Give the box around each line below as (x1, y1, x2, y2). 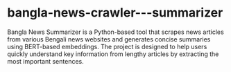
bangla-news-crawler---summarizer (7, 5, 223, 21)
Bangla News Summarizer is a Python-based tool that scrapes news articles (7, 28, 224, 36)
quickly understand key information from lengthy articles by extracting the (7, 50, 219, 58)
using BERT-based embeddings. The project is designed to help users (7, 42, 207, 51)
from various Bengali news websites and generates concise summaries (7, 35, 211, 43)
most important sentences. (7, 57, 85, 65)
